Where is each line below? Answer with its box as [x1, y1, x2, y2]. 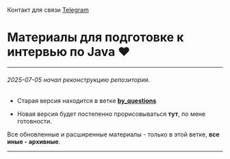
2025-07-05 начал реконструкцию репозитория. [7, 75, 151, 84]
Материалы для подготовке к [7, 30, 184, 45]
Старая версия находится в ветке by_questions [16, 97, 157, 105]
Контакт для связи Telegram [7, 6, 89, 14]
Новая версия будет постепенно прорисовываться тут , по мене [16, 110, 206, 118]
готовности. [16, 117, 53, 126]
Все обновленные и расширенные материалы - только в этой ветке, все [7, 130, 220, 139]
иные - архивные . [7, 138, 61, 146]
